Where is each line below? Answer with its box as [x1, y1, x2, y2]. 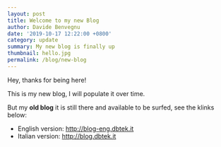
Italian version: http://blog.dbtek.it [17, 131, 117, 140]
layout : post [7, 10, 46, 18]
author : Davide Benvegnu [7, 23, 80, 30]
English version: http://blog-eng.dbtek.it [17, 124, 134, 133]
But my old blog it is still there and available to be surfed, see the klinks [7, 103, 215, 112]
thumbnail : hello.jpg [7, 50, 71, 57]
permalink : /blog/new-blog [7, 57, 87, 64]
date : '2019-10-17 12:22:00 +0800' [7, 30, 112, 37]
